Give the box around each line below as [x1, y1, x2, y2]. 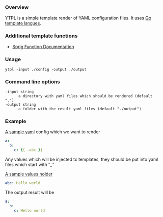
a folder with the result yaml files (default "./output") [18, 107, 141, 112]
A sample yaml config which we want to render [5, 129, 101, 135]
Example [5, 118, 27, 125]
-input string [5, 90, 34, 95]
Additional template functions [5, 32, 78, 39]
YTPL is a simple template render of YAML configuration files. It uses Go [5, 15, 151, 21]
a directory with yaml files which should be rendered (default [18, 94, 153, 99]
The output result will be [5, 189, 54, 195]
